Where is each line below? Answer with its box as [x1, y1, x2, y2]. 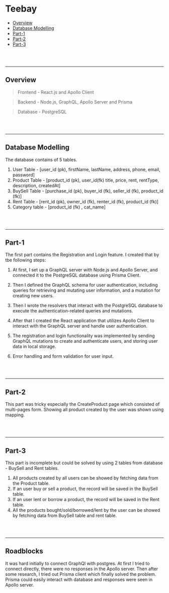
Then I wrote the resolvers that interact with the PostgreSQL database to [12, 302, 163, 308]
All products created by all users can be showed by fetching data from [12, 475, 158, 481]
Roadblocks [5, 547, 44, 556]
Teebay [5, 3, 37, 15]
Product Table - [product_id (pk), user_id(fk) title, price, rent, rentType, [12, 177, 159, 183]
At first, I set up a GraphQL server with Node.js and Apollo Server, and [12, 267, 158, 273]
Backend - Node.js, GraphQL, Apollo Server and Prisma [17, 99, 133, 105]
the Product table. [12, 480, 50, 486]
